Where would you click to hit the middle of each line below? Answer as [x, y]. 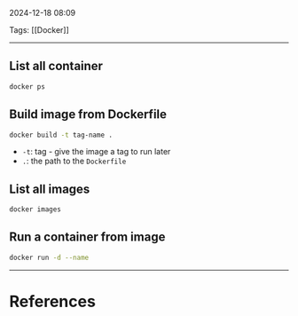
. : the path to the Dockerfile [74, 161]
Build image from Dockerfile [88, 115]
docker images [35, 209]
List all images [50, 189]
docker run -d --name [49, 257]
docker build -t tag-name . [61, 135]
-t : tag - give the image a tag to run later [96, 152]
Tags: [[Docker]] [39, 30]
